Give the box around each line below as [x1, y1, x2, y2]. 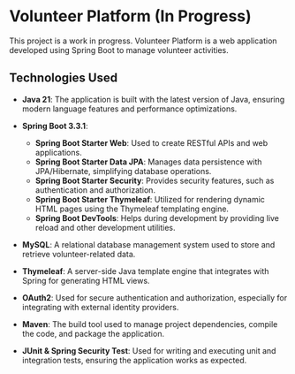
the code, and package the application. [21, 328, 165, 339]
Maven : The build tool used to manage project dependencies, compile [21, 318, 278, 329]
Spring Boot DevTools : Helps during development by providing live [34, 212, 280, 223]
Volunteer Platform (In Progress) [9, 6, 252, 27]
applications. [34, 147, 82, 157]
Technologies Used [9, 71, 117, 86]
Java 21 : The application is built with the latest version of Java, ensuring [21, 94, 285, 104]
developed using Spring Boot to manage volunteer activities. [9, 44, 229, 55]
